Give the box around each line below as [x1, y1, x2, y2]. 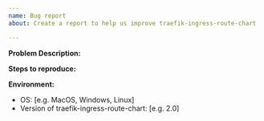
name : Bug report [8, 11, 67, 20]
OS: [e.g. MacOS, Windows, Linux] [19, 95, 135, 104]
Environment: [8, 79, 55, 89]
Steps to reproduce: [8, 63, 76, 73]
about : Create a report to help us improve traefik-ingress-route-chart [8, 19, 257, 27]
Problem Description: [8, 48, 81, 58]
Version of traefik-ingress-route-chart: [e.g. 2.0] [19, 103, 180, 113]
